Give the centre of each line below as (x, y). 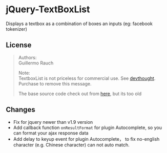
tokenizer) (17, 29)
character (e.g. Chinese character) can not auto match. (71, 145)
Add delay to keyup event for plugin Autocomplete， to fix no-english (86, 139)
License (19, 45)
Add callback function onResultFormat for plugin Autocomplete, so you (87, 127)
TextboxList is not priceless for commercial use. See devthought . (87, 78)
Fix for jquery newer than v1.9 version (53, 122)
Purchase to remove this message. (55, 83)
